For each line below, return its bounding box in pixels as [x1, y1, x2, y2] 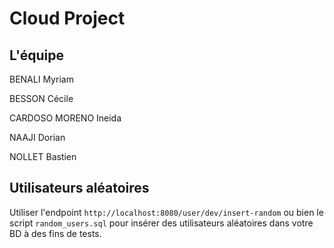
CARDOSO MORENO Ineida [9, 112, 122, 124]
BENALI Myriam [9, 73, 74, 85]
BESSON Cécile [9, 93, 74, 104]
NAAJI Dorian [9, 132, 66, 143]
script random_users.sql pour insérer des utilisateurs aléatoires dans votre [9, 217, 314, 229]
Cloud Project [9, 7, 126, 30]
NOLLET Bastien [9, 151, 77, 162]
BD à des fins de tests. [9, 227, 102, 239]
